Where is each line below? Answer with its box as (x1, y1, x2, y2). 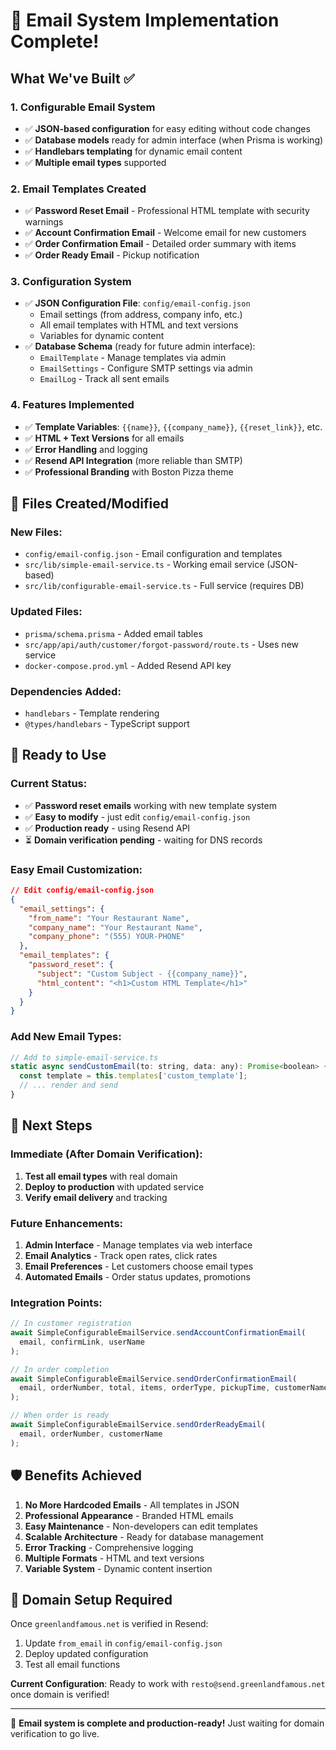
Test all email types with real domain (24, 1170, 178, 1182)
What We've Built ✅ (10, 70, 135, 87)
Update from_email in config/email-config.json (24, 1637, 223, 1649)
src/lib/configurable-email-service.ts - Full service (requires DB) (24, 580, 305, 592)
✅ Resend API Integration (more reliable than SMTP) (24, 454, 243, 466)
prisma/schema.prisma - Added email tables (24, 627, 203, 639)
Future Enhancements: (10, 1216, 124, 1230)
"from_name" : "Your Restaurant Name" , (28, 913, 190, 923)
